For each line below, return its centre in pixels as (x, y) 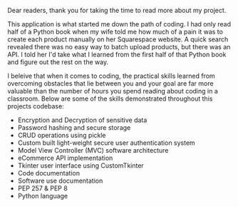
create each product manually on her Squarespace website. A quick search (118, 39)
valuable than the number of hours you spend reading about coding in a (113, 91)
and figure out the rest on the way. (58, 62)
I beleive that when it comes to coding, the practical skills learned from (111, 76)
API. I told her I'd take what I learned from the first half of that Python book (117, 54)
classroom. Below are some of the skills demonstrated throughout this (110, 99)
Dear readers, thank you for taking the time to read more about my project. (117, 10)
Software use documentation (60, 181)
